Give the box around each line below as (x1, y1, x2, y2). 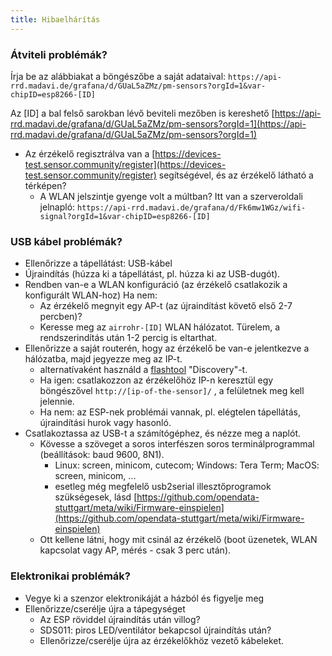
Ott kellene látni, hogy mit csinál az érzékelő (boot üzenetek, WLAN (39, 534, 318, 546)
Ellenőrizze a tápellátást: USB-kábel (24, 257, 173, 270)
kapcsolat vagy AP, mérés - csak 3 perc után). (39, 544, 232, 556)
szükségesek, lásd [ (54, 491, 138, 503)
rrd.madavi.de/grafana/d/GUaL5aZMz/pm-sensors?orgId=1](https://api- (10, 117, 307, 130)
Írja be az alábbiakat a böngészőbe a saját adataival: (10, 70, 227, 82)
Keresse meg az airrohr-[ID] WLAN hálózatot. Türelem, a (39, 321, 281, 333)
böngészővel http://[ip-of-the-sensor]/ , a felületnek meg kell (39, 385, 305, 397)
